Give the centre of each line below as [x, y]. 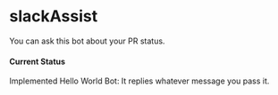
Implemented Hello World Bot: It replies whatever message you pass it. [139, 81]
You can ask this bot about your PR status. [87, 41]
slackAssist [54, 16]
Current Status [37, 61]
